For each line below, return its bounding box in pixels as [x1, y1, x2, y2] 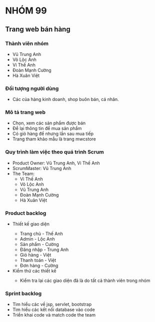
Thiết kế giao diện [12, 221, 50, 227]
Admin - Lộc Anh [19, 236, 55, 242]
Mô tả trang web [5, 109, 46, 116]
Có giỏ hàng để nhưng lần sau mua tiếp [12, 130, 94, 137]
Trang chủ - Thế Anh [19, 230, 63, 237]
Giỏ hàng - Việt [19, 252, 51, 258]
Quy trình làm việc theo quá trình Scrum [5, 148, 104, 155]
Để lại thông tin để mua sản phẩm [12, 125, 82, 131]
